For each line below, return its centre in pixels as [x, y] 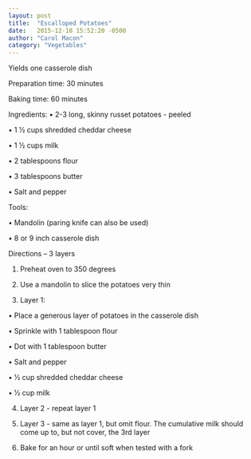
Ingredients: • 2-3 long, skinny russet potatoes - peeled [100, 115]
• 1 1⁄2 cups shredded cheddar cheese [70, 130]
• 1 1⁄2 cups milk [33, 145]
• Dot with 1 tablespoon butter [58, 346]
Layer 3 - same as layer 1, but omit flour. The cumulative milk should [131, 424]
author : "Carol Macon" [46, 38]
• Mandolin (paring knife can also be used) [78, 223]
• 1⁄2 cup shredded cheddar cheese [66, 378]
